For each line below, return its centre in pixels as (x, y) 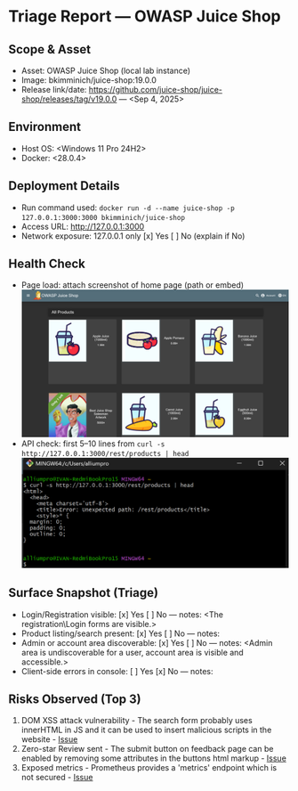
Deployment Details (64, 186)
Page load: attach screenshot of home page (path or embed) (133, 285)
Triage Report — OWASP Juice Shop (145, 16)
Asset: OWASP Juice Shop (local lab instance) (106, 70)
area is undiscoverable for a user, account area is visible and (132, 652)
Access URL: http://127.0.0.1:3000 (83, 226)
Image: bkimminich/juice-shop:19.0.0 (89, 80)
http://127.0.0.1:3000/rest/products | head (105, 454)
